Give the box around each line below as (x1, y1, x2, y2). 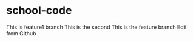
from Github (6, 29, 36, 37)
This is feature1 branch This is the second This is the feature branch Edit (6, 23, 187, 31)
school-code (6, 4, 72, 17)
